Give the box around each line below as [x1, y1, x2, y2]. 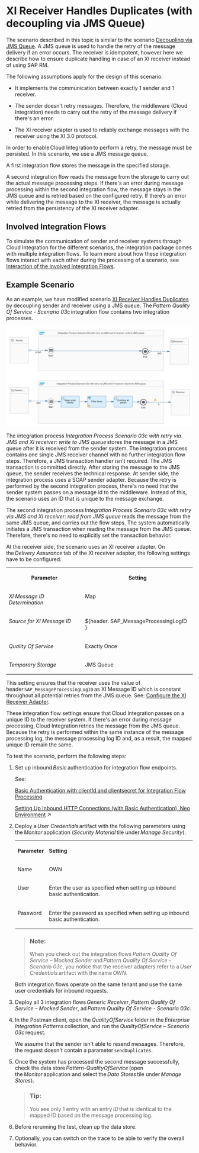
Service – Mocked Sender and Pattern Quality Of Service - [29, 957, 172, 964]
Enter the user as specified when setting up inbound [49, 884, 176, 891]
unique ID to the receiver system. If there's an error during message [6, 716, 172, 723]
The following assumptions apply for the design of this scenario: [6, 73, 163, 80]
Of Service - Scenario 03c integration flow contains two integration [6, 308, 170, 315]
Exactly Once [85, 642, 117, 649]
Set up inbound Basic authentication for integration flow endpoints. [14, 764, 178, 771]
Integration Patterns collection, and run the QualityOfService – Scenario [14, 1023, 190, 1030]
